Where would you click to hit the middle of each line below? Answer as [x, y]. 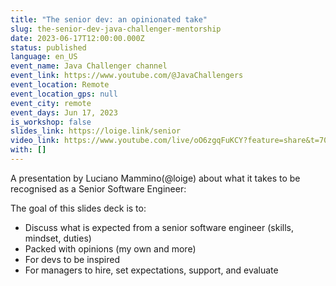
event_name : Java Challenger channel [89, 66]
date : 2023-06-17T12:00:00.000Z [77, 38]
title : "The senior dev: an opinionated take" [109, 19]
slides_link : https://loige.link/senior [96, 131]
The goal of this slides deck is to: [78, 208]
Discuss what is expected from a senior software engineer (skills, [159, 227]
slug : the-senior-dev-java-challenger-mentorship [116, 29]
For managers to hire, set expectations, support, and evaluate [151, 270]
